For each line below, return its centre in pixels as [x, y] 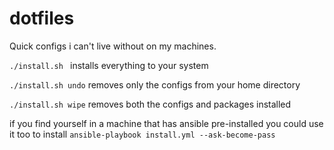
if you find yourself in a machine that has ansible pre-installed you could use [166, 123]
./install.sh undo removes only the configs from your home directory [155, 84]
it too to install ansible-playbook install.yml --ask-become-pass [142, 134]
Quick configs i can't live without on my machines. [113, 46]
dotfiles [42, 18]
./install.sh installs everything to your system [109, 65]
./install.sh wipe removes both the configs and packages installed [150, 104]
